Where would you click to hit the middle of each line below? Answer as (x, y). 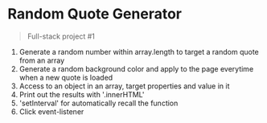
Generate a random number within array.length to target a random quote (139, 51)
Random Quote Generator (95, 14)
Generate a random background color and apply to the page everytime (136, 68)
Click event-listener (51, 111)
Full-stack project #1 (61, 36)
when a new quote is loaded (66, 77)
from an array (42, 60)
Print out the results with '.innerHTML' (82, 94)
